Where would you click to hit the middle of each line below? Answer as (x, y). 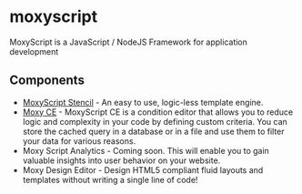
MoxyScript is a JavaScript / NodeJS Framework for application (129, 42)
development (34, 51)
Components (47, 81)
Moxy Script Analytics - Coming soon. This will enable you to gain (146, 150)
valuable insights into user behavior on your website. (121, 160)
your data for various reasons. (79, 141)
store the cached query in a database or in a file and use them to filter (153, 131)
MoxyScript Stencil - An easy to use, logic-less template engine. (143, 102)
